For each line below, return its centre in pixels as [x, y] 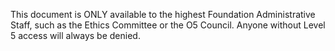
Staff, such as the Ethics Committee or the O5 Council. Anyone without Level [168, 25]
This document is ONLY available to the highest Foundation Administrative [163, 14]
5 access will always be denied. [75, 35]
